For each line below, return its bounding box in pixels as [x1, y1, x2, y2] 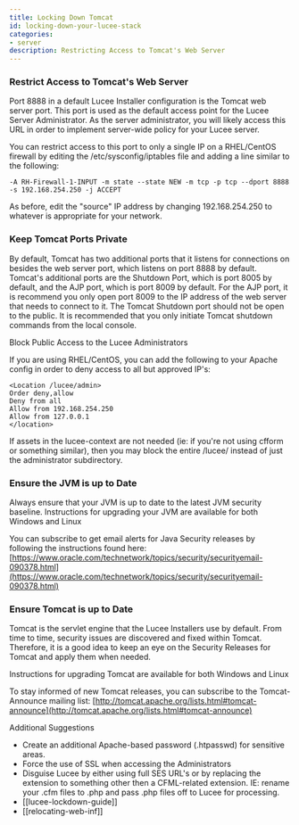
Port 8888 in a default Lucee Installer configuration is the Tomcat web [9, 95, 267, 107]
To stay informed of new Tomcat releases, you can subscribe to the [9, 686, 258, 697]
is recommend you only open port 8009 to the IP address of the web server [9, 291, 287, 301]
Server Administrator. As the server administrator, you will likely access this [9, 115, 287, 126]
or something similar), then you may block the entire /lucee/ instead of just [9, 445, 283, 456]
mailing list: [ [48, 696, 96, 706]
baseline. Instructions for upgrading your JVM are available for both [9, 507, 259, 517]
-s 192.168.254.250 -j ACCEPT [9, 186, 122, 194]
